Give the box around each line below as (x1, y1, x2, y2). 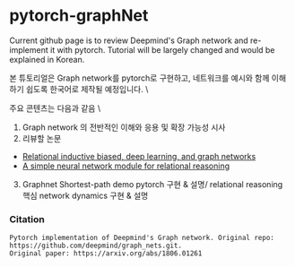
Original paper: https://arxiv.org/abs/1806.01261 (9, 249, 203, 258)
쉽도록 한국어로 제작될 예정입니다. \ (25, 83, 149, 94)
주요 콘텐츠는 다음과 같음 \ (9, 102, 101, 113)
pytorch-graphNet (9, 5, 149, 26)
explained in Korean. (9, 54, 85, 65)
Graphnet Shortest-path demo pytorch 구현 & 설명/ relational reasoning (22, 178, 283, 189)
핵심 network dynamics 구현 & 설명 (22, 190, 149, 201)
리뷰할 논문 (22, 133, 62, 143)
